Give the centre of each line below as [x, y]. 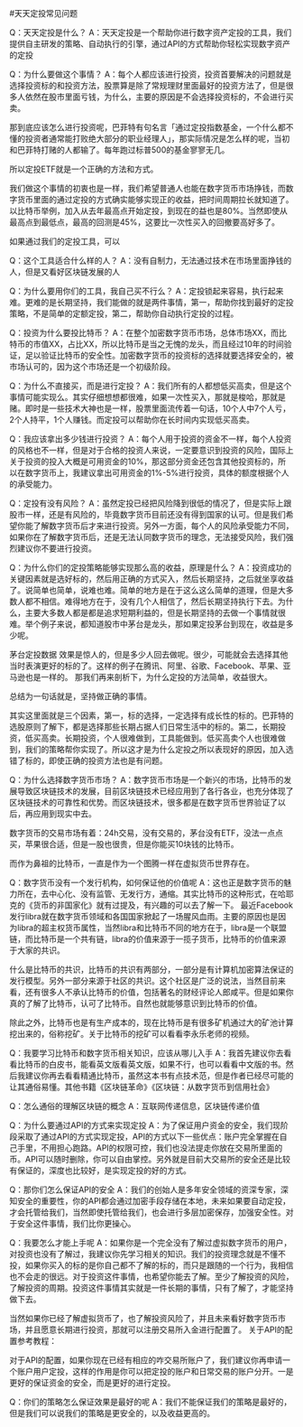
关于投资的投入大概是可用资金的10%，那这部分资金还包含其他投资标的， [144, 462]
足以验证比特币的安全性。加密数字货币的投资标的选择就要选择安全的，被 [159, 355]
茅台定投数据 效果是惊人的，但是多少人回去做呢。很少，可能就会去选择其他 [149, 654]
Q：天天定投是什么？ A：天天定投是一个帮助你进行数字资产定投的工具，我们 [151, 33]
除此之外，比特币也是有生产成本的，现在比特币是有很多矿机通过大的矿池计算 [151, 1022]
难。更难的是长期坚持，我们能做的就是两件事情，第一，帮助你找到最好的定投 [151, 302]
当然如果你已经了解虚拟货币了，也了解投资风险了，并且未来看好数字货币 [143, 1318]
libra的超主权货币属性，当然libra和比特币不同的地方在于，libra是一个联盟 [151, 928]
